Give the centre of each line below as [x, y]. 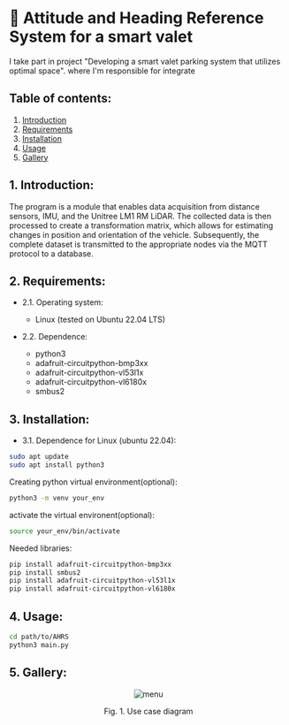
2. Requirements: [57, 281]
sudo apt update [39, 457]
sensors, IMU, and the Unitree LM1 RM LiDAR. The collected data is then [141, 216]
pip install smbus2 [45, 572]
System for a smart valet [101, 37]
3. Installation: [49, 419]
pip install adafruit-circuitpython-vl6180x [92, 589]
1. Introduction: [52, 185]
